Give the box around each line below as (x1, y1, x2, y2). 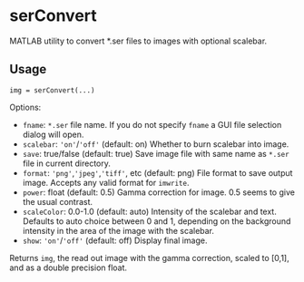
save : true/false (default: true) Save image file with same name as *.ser (22, 148, 289, 159)
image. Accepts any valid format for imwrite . (22, 177, 190, 188)
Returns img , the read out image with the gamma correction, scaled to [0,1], (9, 252, 289, 263)
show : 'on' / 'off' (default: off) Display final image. (22, 235, 208, 246)
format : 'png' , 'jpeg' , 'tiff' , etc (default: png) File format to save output (22, 167, 293, 178)
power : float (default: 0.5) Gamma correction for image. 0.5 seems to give (22, 187, 295, 198)
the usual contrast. (22, 196, 93, 207)
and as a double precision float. (9, 262, 128, 273)
